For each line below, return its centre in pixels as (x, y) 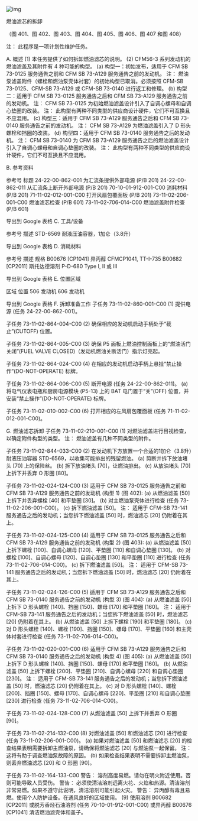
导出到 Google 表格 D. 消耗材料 (44, 246)
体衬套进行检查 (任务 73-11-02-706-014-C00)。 (64, 636)
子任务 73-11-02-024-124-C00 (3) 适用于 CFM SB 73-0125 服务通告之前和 (96, 486)
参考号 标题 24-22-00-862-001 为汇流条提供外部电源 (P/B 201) (82, 180)
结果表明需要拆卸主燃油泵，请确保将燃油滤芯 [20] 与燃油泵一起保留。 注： (101, 748)
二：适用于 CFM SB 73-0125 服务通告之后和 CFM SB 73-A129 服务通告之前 (97, 96)
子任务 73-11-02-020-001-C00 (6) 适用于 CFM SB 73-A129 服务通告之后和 (96, 649)
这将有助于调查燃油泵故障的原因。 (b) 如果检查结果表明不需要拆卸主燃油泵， (99, 755)
